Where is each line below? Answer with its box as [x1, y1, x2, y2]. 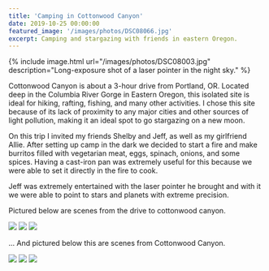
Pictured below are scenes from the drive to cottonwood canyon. [8, 206, 226, 216]
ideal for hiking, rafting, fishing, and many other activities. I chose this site [8, 98, 256, 108]
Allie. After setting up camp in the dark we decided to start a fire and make [8, 140, 258, 150]
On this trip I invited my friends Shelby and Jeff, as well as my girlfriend [8, 131, 247, 141]
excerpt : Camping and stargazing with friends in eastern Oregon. [8, 34, 238, 43]
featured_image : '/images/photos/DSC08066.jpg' [8, 27, 173, 35]
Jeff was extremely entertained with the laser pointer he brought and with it [8, 182, 262, 191]
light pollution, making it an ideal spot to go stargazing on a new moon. [8, 115, 245, 126]
